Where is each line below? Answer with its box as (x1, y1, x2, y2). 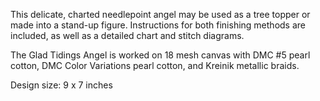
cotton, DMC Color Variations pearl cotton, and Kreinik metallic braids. (10, 60, 300, 71)
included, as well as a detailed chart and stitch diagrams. (10, 30, 245, 41)
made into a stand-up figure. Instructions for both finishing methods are (10, 19, 306, 31)
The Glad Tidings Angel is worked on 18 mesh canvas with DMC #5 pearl (10, 49, 311, 61)
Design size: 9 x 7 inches (10, 79, 113, 91)
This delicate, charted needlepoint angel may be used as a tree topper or (10, 9, 311, 20)
